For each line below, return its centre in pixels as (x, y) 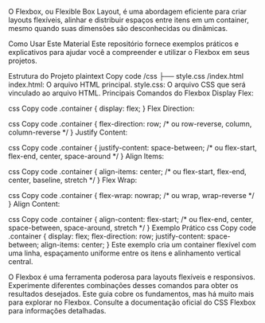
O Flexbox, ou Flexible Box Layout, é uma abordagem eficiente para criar (127, 12)
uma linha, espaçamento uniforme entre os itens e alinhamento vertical (125, 253)
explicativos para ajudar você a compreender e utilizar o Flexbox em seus (129, 52)
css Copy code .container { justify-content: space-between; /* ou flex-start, (132, 148)
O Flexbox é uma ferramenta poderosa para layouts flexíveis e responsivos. (132, 277)
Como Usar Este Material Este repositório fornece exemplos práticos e (123, 44)
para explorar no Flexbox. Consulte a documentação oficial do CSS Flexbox (132, 302)
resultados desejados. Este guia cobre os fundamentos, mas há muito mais (131, 294)
